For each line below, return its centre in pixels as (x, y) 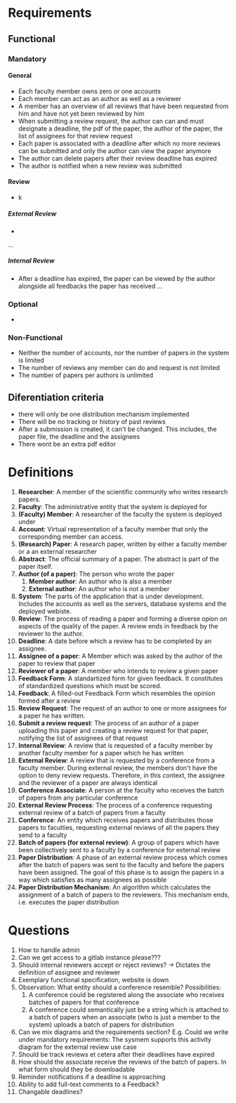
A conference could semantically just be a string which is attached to (129, 1010)
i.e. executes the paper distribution (68, 902)
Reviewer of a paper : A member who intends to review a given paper (118, 671)
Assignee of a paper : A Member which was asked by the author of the (120, 656)
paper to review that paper (57, 663)
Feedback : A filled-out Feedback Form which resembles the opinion (117, 694)
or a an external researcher (58, 552)
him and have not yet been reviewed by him (81, 113)
